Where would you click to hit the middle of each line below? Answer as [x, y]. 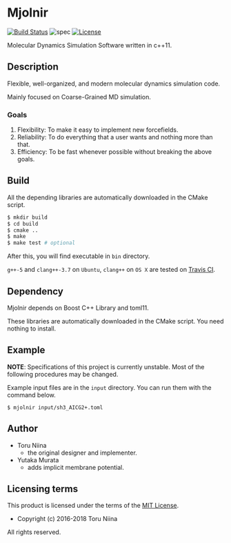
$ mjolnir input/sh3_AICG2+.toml [55, 407]
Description [33, 67]
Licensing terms [42, 489]
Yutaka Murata [38, 460]
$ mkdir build [28, 217]
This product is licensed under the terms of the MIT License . [93, 506]
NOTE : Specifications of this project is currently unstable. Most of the [106, 366]
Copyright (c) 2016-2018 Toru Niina [67, 519]
